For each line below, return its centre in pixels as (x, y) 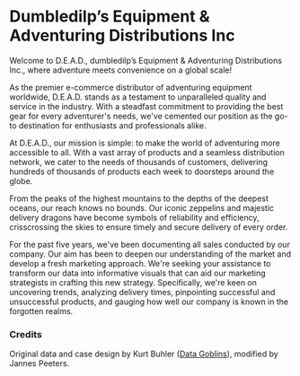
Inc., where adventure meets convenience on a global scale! (120, 70)
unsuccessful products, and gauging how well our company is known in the (149, 302)
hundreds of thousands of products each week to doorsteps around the (142, 171)
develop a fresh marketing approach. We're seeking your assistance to (140, 263)
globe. (21, 180)
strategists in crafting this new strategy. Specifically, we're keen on (133, 282)
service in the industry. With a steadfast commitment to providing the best (146, 106)
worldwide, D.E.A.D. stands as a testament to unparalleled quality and (138, 97)
